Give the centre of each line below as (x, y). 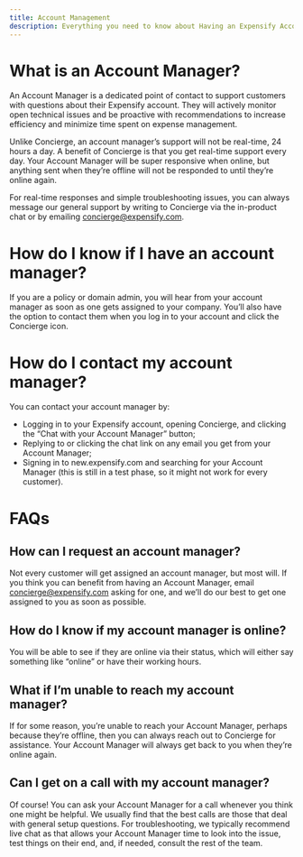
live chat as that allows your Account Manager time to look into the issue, (145, 833)
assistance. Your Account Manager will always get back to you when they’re (151, 744)
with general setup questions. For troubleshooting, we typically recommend (150, 824)
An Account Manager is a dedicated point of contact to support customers (147, 96)
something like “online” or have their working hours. (106, 662)
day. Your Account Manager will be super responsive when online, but (140, 161)
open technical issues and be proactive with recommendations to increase (147, 115)
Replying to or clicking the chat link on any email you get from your (147, 444)
